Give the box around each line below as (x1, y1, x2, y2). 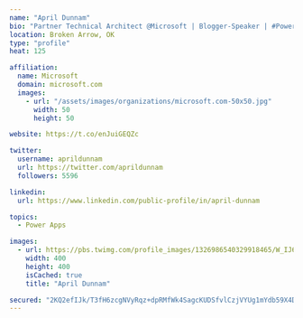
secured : (9, 295, 42, 304)
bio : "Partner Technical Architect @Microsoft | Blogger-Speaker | (9, 22, 269, 31)
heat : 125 (9, 47, 47, 56)
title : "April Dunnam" (25, 279, 111, 288)
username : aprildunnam (17, 154, 103, 164)
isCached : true (25, 270, 83, 280)
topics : (9, 212, 39, 221)
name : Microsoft (17, 71, 78, 81)
